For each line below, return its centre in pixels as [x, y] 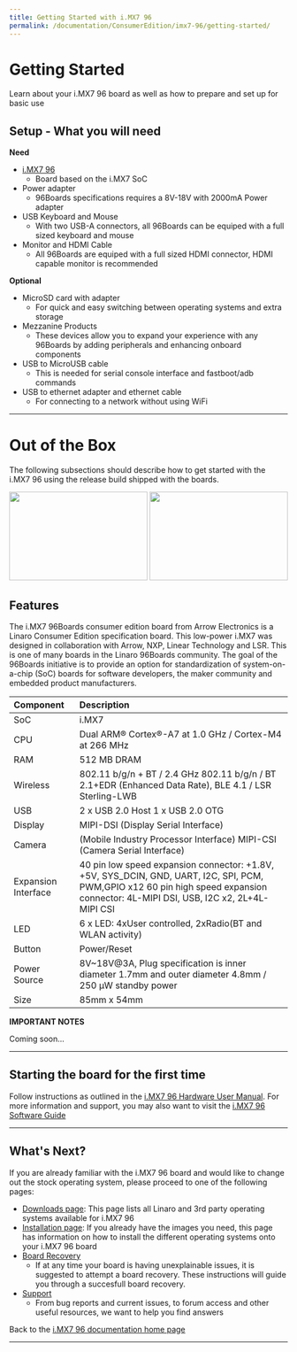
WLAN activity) [111, 935]
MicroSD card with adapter [71, 298]
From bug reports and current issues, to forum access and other [152, 1302]
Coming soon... [37, 1039]
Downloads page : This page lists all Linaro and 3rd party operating [143, 1209]
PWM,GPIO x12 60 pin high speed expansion [173, 887]
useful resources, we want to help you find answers [129, 1312]
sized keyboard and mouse [84, 236]
